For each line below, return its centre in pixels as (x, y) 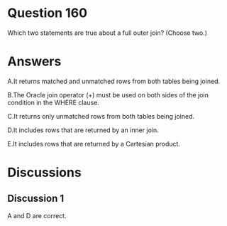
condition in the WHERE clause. (53, 102)
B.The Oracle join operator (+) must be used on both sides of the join (108, 95)
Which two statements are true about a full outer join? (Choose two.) (107, 33)
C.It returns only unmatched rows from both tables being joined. (101, 116)
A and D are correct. (37, 215)
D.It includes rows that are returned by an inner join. (83, 130)
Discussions (44, 173)
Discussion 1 (36, 199)
